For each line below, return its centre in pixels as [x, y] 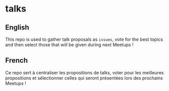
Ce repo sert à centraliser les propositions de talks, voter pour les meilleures [84, 72]
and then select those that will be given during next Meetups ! [69, 45]
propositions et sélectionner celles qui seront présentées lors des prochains [84, 78]
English [17, 27]
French [16, 61]
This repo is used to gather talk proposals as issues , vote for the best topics [84, 39]
